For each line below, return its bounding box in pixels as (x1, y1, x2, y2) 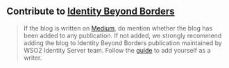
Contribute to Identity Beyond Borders (6, 6, 175, 17)
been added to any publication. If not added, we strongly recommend (23, 31, 222, 40)
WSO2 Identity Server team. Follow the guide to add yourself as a (23, 46, 211, 54)
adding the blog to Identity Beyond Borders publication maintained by (23, 38, 223, 47)
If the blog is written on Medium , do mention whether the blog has (23, 24, 213, 32)
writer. (23, 53, 42, 62)
